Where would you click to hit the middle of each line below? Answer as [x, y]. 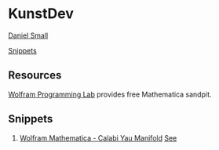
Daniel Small [28, 35]
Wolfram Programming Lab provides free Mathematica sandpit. [110, 94]
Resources [35, 75]
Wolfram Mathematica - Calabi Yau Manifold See [98, 137]
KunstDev [41, 14]
